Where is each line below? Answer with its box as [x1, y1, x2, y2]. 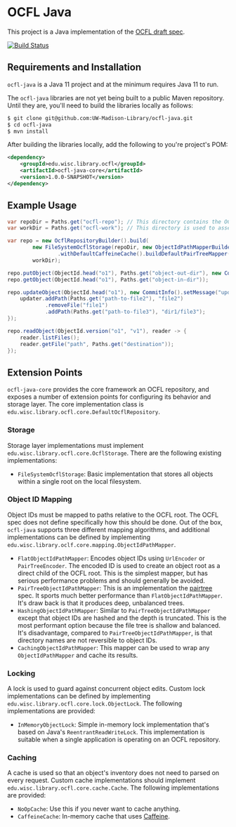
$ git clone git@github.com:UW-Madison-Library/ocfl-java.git [7, 114, 193, 121]
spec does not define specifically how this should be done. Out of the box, [7, 517, 223, 527]
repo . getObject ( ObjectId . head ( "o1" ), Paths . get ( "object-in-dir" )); [7, 276, 209, 283]
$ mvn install [7, 128, 49, 135]
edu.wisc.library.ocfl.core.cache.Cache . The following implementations [7, 783, 220, 792]
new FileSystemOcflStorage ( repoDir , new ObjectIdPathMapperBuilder [32, 244, 234, 251]
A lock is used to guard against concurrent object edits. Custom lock [7, 684, 206, 693]
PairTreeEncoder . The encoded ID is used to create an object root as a [17, 561, 221, 569]
